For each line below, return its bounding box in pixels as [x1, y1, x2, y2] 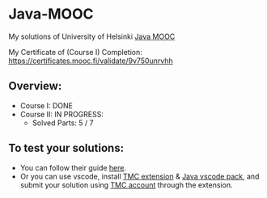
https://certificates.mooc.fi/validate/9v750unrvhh [8, 56, 173, 65]
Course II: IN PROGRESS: [19, 109, 104, 119]
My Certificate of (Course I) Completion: [8, 47, 143, 57]
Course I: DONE [19, 100, 73, 110]
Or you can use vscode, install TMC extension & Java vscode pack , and [19, 171, 260, 181]
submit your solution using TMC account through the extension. [19, 179, 233, 190]
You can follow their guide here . [19, 162, 127, 172]
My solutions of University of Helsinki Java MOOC [8, 32, 176, 41]
